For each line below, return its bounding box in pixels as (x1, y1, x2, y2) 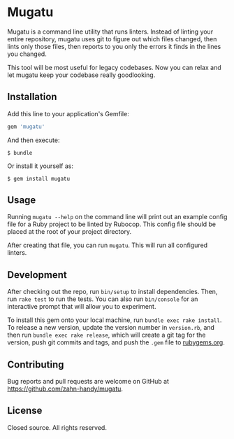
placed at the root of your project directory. (7, 228, 132, 236)
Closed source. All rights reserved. (7, 423, 107, 431)
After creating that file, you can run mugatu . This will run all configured (7, 241, 208, 249)
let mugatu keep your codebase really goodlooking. (7, 71, 156, 79)
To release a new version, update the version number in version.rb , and (7, 323, 215, 332)
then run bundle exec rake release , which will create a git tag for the (7, 330, 206, 340)
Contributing (7, 358, 64, 370)
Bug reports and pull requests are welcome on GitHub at (7, 377, 170, 386)
